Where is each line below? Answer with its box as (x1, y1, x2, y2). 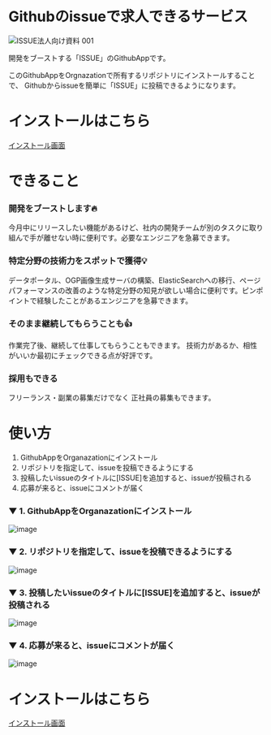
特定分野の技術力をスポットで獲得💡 (8, 255, 148, 266)
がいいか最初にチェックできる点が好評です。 (8, 350, 157, 360)
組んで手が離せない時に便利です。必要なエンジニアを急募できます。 (8, 233, 234, 243)
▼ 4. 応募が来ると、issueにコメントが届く (8, 640, 175, 651)
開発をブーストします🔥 (8, 202, 97, 214)
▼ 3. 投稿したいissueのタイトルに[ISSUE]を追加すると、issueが (8, 586, 260, 598)
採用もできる (8, 373, 58, 384)
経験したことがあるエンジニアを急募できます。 (36, 296, 193, 305)
